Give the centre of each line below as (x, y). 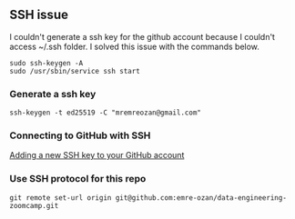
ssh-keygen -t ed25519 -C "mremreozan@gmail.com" (106, 113)
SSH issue (39, 15)
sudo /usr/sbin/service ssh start (75, 71)
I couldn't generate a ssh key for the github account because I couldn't (142, 36)
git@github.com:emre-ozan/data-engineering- (201, 198)
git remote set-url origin (61, 198)
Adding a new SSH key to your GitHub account (97, 155)
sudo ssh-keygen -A (46, 63)
